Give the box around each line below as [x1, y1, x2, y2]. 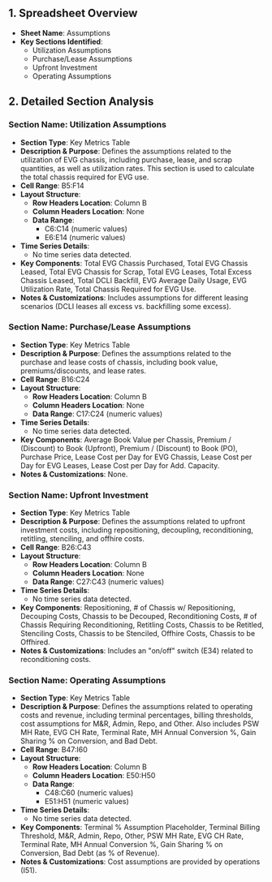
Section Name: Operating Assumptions [8, 675, 166, 686]
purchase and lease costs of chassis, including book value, [19, 357, 218, 367]
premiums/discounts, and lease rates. [19, 365, 147, 376]
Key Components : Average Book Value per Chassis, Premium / [19, 434, 231, 445]
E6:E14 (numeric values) [44, 232, 126, 242]
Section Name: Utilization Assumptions [8, 119, 166, 131]
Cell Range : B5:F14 [19, 180, 85, 190]
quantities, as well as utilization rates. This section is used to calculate [19, 163, 255, 173]
